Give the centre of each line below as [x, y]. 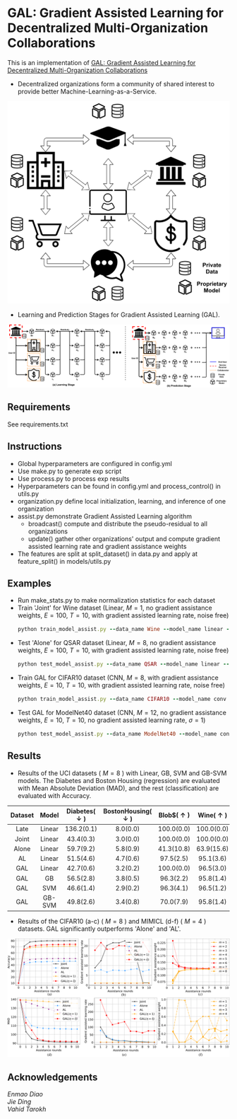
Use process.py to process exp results [73, 478]
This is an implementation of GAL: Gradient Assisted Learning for [102, 62]
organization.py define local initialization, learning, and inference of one [122, 501]
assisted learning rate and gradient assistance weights [107, 546]
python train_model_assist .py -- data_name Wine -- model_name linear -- [125, 630]
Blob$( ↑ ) [174, 815]
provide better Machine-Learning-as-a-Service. [87, 91]
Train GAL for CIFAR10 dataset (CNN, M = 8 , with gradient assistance [118, 678]
